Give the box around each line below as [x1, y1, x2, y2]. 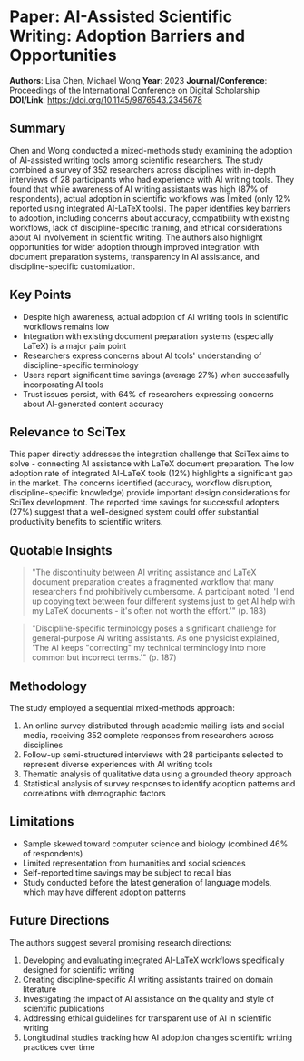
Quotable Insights [9, 543, 113, 558]
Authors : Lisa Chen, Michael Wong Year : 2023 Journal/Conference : [9, 75, 268, 85]
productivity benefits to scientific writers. [9, 516, 163, 527]
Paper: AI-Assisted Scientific [9, 6, 233, 27]
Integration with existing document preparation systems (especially [22, 330, 274, 342]
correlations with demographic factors [22, 788, 166, 798]
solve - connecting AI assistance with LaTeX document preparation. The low [9, 458, 295, 469]
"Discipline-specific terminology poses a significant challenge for [31, 623, 277, 634]
